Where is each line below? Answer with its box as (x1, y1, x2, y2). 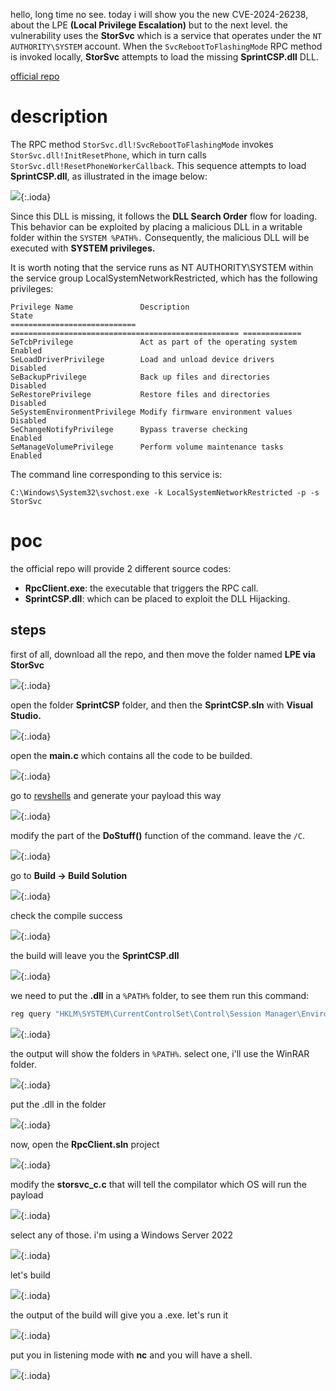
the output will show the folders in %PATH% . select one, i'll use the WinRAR (10, 1047, 310, 1059)
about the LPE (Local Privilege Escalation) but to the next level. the (10, 19, 288, 31)
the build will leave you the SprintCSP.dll (10, 949, 180, 961)
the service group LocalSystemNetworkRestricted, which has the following (10, 272, 318, 284)
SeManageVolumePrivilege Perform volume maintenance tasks (10, 442, 284, 452)
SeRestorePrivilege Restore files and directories (10, 389, 271, 399)
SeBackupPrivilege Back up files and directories (10, 372, 271, 382)
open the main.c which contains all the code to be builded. (10, 749, 253, 761)
